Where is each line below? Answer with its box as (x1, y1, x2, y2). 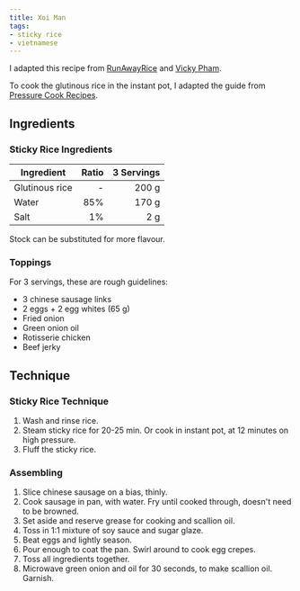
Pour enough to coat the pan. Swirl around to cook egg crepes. (22, 544, 256, 555)
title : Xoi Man (9, 13, 66, 22)
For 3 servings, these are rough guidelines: (9, 276, 169, 288)
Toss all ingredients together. (22, 554, 130, 565)
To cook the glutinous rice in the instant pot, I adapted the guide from (9, 80, 266, 91)
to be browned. (22, 506, 79, 517)
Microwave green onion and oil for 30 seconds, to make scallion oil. (22, 563, 273, 574)
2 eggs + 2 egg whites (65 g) (22, 303, 130, 315)
